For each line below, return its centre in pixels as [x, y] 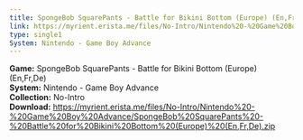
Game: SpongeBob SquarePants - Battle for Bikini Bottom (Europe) [133, 69]
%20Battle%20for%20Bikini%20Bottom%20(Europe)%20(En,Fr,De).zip [142, 126]
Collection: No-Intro [47, 98]
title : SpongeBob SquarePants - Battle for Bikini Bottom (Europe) [139, 18]
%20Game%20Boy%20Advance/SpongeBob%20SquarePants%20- [137, 117]
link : [19, 26]
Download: [30, 107]
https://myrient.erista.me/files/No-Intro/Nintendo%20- [154, 107]
